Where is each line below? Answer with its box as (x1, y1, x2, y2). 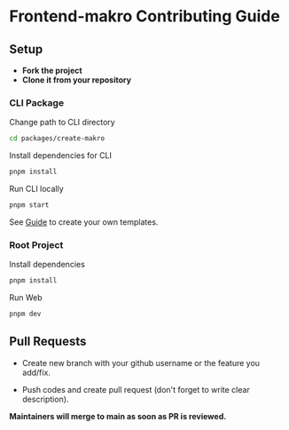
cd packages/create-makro (9, 134, 105, 143)
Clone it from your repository (21, 75, 131, 85)
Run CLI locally (9, 184, 64, 195)
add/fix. (21, 367, 51, 378)
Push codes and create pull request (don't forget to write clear (21, 384, 250, 394)
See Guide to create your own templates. (9, 216, 159, 227)
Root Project (9, 238, 64, 251)
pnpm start (9, 201, 50, 210)
